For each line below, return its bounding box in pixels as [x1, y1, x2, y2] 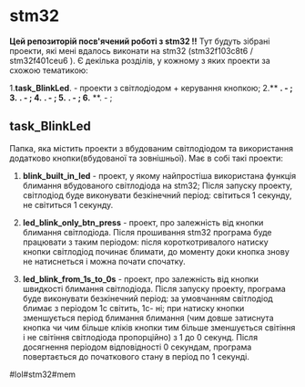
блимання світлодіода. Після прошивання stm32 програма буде [22, 226, 272, 237]
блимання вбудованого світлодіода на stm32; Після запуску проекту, [22, 180, 293, 191]
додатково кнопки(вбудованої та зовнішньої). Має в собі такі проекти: [9, 152, 284, 163]
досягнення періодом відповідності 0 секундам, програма [22, 341, 252, 352]
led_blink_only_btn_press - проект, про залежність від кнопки [22, 216, 264, 228]
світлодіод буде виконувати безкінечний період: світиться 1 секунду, [22, 189, 292, 201]
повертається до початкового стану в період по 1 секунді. [22, 350, 250, 361]
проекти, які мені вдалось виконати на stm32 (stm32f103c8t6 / [9, 45, 253, 56]
